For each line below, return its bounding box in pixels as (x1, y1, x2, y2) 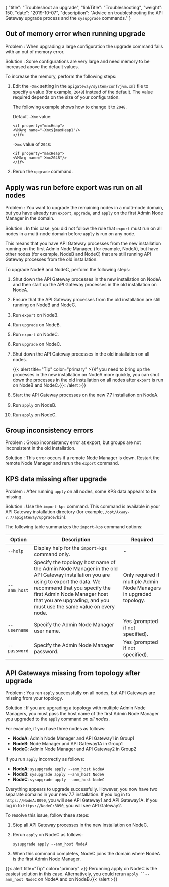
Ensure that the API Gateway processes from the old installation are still (12, 296, 161, 302)
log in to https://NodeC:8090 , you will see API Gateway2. (5, 803, 122, 809)
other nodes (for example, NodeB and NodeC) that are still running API (5, 251, 151, 257)
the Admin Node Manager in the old (33, 565, 118, 572)
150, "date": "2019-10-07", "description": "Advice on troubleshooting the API (5, 10, 163, 16)
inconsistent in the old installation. (5, 445, 76, 451)
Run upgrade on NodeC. (12, 341, 61, 347)
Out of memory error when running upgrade (5, 30, 146, 38)
